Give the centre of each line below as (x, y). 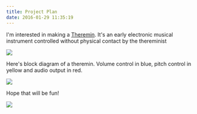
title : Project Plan (32, 12)
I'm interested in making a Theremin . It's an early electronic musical (90, 34)
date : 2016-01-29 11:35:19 (40, 17)
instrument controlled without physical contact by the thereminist (87, 41)
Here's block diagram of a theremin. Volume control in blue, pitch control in (99, 64)
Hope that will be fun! (33, 93)
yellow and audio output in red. (44, 70)
